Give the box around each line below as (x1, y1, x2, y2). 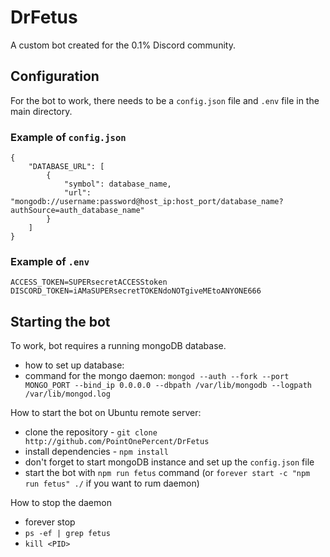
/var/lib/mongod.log (24, 389, 111, 400)
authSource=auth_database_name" (10, 206, 145, 216)
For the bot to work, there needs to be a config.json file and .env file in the (10, 94, 320, 106)
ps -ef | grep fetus (24, 529, 111, 539)
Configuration (10, 68, 100, 85)
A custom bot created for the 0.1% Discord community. (10, 39, 236, 51)
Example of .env (10, 254, 90, 268)
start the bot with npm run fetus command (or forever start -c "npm (24, 467, 311, 479)
